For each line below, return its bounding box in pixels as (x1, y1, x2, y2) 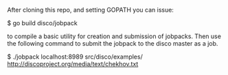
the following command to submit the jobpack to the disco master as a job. (7, 40, 218, 47)
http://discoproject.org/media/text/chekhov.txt (7, 60, 139, 67)
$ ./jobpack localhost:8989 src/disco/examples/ (7, 52, 143, 61)
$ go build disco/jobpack (7, 19, 78, 27)
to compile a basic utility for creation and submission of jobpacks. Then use (7, 32, 222, 40)
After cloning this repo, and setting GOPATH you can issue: (7, 6, 174, 14)
